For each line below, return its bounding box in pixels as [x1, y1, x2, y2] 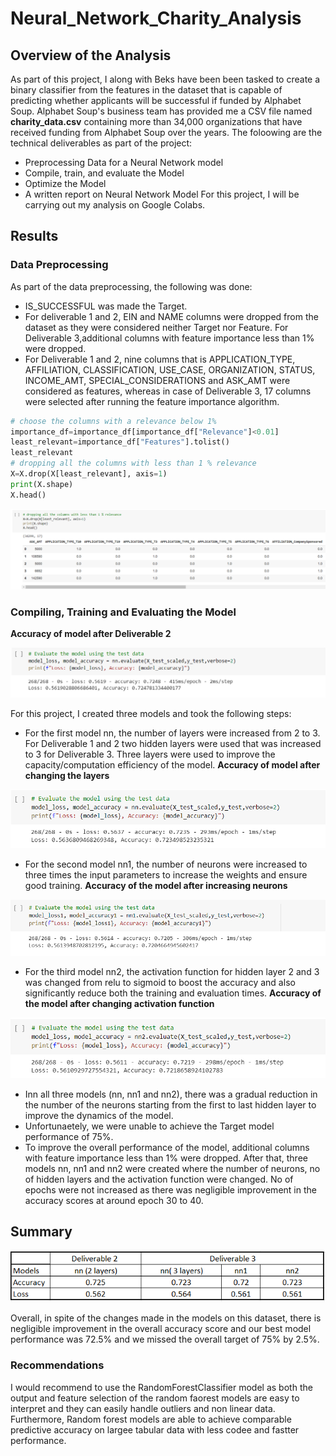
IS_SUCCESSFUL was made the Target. [24, 300, 188, 312]
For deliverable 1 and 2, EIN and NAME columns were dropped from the [24, 310, 319, 322]
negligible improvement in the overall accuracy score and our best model [10, 1323, 312, 1335]
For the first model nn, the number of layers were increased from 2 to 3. [24, 727, 321, 739]
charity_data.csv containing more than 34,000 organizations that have [10, 116, 303, 127]
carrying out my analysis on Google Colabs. [24, 199, 206, 211]
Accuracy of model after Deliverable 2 [10, 627, 172, 639]
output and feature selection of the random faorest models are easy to [10, 1392, 300, 1404]
